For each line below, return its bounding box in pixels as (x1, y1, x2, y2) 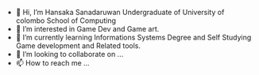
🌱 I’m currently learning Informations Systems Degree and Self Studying (15, 32, 252, 42)
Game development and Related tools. (15, 41, 141, 51)
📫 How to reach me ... (15, 58, 90, 67)
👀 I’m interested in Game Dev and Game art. (15, 24, 160, 33)
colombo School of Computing (15, 16, 117, 25)
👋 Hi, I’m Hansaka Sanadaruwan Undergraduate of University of (15, 8, 225, 17)
